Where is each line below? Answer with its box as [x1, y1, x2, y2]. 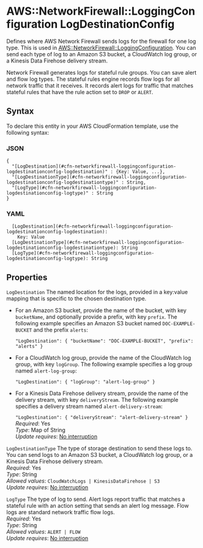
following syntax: [6, 128, 50, 136]
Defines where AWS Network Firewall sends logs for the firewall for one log [6, 37, 196, 45]
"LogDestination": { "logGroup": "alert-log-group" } [15, 379, 155, 385]
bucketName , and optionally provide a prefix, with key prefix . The [15, 313, 177, 320]
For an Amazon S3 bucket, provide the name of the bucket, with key [15, 307, 186, 314]
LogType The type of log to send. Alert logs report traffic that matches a [6, 495, 185, 503]
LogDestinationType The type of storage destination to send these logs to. [6, 445, 193, 452]
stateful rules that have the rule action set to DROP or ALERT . [6, 88, 153, 95]
